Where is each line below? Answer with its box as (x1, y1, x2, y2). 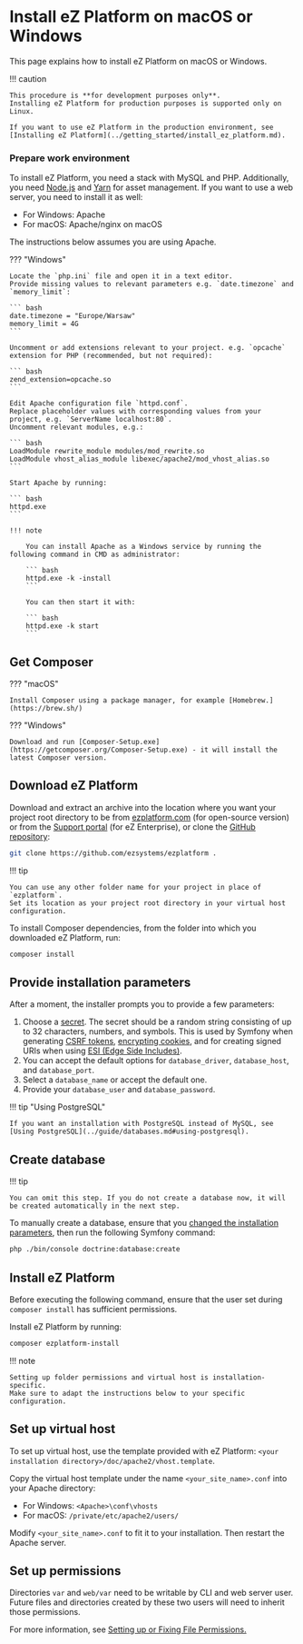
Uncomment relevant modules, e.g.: (9, 423, 144, 433)
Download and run (9, 738, 75, 747)
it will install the (200, 745, 279, 755)
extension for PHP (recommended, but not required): (9, 352, 213, 361)
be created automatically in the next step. (9, 1201, 181, 1211)
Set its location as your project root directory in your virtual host (9, 898, 286, 908)
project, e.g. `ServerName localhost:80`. (9, 415, 172, 424)
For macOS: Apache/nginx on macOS (22, 219, 163, 230)
